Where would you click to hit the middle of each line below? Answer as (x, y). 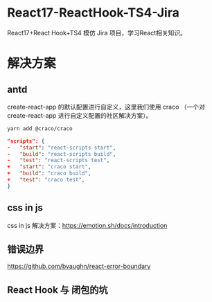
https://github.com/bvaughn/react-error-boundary (79, 266)
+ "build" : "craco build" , (49, 174)
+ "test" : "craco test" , (46, 180)
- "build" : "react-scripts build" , (62, 154)
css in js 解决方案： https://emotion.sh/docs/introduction (87, 225)
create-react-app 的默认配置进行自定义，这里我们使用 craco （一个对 (106, 107)
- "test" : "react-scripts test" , (59, 161)
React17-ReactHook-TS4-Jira (94, 13)
